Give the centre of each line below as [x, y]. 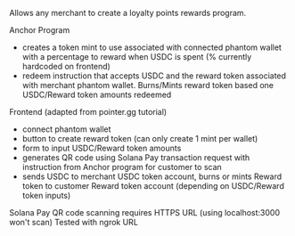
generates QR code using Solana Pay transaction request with [136, 158]
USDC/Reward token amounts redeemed [97, 94]
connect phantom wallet [66, 129]
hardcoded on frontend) [66, 66]
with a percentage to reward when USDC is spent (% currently [137, 57]
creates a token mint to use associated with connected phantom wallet [152, 47]
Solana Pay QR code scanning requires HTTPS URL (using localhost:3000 [145, 212]
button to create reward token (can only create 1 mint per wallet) [140, 138]
